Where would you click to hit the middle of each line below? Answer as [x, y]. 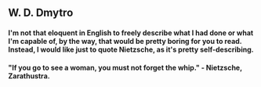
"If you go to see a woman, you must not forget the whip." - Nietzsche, [125, 67]
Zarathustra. [29, 76]
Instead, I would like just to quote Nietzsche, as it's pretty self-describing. [131, 49]
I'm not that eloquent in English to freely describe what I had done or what [131, 33]
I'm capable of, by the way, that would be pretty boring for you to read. [125, 41]
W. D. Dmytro [41, 13]
